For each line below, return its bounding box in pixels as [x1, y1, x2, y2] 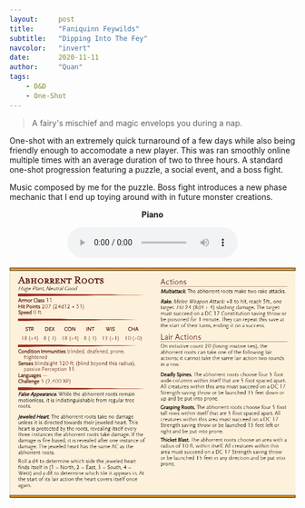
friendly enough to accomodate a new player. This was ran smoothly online [9, 144, 290, 155]
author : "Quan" [9, 63, 84, 72]
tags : [9, 73, 30, 82]
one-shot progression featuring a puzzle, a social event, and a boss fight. [9, 164, 284, 174]
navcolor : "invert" [9, 44, 92, 53]
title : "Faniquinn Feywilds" [9, 24, 141, 34]
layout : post [9, 15, 75, 24]
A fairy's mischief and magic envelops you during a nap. [31, 117, 243, 128]
